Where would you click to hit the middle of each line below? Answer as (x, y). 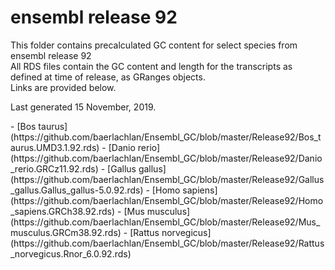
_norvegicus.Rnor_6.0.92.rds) (71, 253)
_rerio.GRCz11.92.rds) (54, 168)
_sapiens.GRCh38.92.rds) (63, 211)
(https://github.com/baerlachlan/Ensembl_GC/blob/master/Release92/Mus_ (165, 222)
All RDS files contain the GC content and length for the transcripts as (151, 66)
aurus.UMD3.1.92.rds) (55, 147)
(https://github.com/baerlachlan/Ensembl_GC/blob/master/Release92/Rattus (167, 243)
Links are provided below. (63, 87)
